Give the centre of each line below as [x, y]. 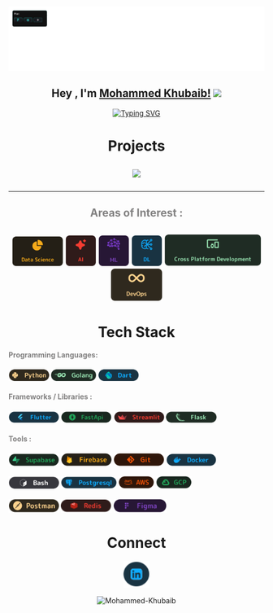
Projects [136, 146]
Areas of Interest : [136, 213]
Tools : [20, 439]
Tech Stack [136, 332]
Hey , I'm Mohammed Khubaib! [131, 93]
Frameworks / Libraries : [50, 396]
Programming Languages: [53, 355]
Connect [136, 543]
